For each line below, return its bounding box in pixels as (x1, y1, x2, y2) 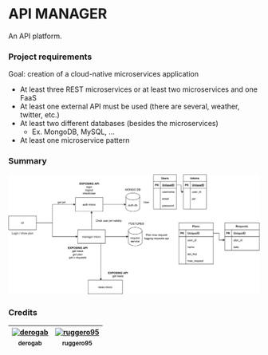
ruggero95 (61, 339, 93, 347)
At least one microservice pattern (19, 136, 130, 145)
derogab (18, 339, 42, 347)
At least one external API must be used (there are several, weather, (19, 101, 240, 112)
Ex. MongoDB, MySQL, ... (31, 127, 116, 136)
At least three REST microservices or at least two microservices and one (19, 85, 258, 94)
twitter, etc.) (19, 110, 60, 120)
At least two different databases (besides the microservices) (19, 119, 219, 128)
